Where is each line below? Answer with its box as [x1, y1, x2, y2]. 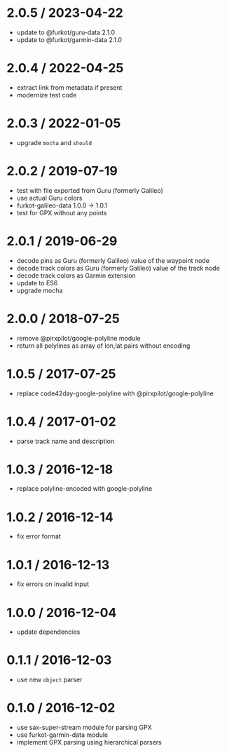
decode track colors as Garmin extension [16, 271, 136, 280]
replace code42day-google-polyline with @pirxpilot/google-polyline [16, 389, 214, 398]
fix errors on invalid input [16, 580, 89, 588]
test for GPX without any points [16, 208, 107, 217]
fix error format [16, 532, 61, 541]
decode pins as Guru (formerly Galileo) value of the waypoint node [16, 256, 209, 264]
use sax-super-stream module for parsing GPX [16, 724, 152, 732]
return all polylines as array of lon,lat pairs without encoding [16, 341, 191, 350]
